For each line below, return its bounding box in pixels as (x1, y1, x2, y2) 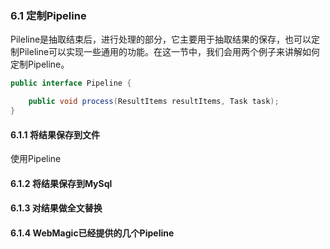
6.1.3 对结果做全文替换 (10, 202, 103, 214)
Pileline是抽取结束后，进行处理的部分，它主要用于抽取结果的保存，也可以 (10, 33, 312, 46)
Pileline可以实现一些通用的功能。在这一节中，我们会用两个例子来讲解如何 (18, 46, 321, 58)
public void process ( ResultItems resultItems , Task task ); (28, 97, 280, 107)
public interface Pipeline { (10, 78, 132, 89)
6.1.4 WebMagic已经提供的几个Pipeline (10, 227, 175, 239)
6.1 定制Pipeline (10, 8, 87, 22)
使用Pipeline (10, 153, 62, 165)
